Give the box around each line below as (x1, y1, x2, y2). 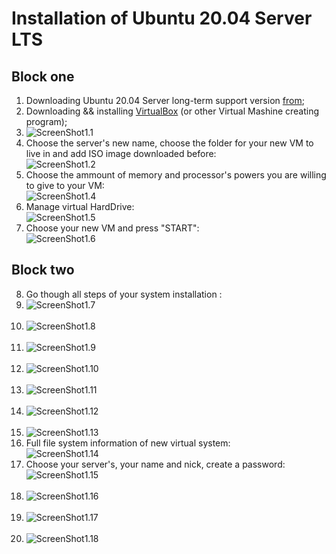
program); (25, 116, 68, 127)
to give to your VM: (25, 180, 105, 191)
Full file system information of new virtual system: (25, 437, 231, 449)
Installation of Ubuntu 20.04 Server (11, 7, 313, 30)
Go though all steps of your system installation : (25, 288, 223, 300)
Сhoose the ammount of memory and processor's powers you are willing (25, 169, 327, 181)
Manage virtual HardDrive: (25, 201, 135, 212)
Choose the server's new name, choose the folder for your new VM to (25, 137, 314, 149)
